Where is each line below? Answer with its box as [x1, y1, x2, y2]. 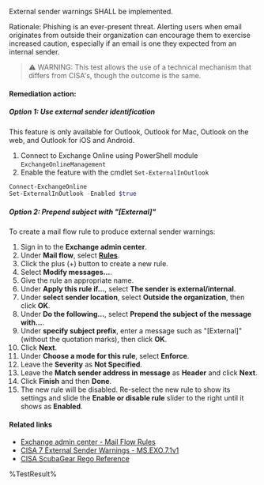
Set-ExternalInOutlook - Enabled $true [9, 190, 137, 198]
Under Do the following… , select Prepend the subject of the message [20, 310, 252, 319]
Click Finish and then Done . [20, 377, 112, 386]
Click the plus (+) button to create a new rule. [20, 259, 168, 269]
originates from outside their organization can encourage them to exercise [9, 31, 251, 39]
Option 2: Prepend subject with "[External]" [9, 207, 157, 216]
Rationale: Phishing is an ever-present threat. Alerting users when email [9, 22, 242, 31]
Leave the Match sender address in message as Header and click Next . [20, 368, 258, 378]
